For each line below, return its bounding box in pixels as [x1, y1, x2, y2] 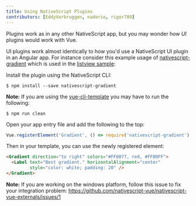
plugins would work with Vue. [6, 36, 78, 43]
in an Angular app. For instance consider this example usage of [6, 54, 159, 61]
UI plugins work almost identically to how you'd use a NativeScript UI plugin [6, 47, 189, 54]
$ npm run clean [6, 111, 46, 116]
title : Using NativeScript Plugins [6, 8, 93, 15]
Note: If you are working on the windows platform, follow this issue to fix [6, 181, 181, 188]
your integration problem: [6, 187, 67, 194]
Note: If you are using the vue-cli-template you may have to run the [6, 93, 169, 100]
